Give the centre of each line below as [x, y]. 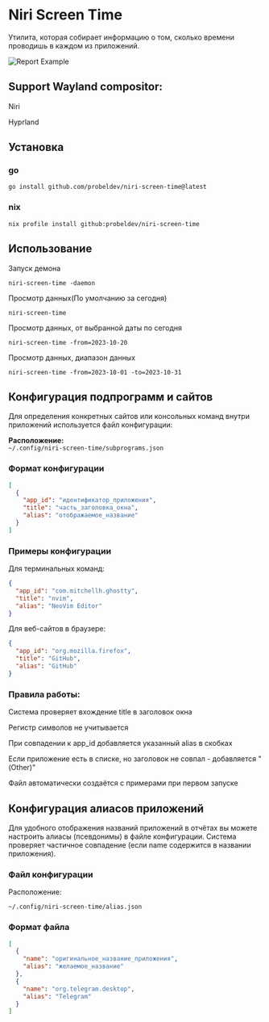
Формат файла [39, 928]
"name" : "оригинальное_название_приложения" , [101, 959]
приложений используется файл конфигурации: [91, 425]
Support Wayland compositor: [85, 87]
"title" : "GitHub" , [48, 659]
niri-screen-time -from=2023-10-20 [68, 342]
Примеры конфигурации [60, 551]
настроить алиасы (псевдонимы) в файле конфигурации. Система [122, 836]
